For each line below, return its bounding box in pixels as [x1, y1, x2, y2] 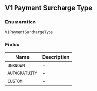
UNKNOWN [7, 62, 25, 68]
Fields [5, 41, 20, 48]
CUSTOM [7, 78, 23, 84]
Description [42, 53, 70, 60]
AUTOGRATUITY [7, 70, 38, 76]
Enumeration [5, 19, 36, 25]
